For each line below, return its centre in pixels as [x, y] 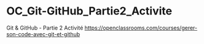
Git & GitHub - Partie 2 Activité [45, 28]
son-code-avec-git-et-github [43, 34]
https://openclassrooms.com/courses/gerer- [141, 28]
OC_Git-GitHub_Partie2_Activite [89, 11]
